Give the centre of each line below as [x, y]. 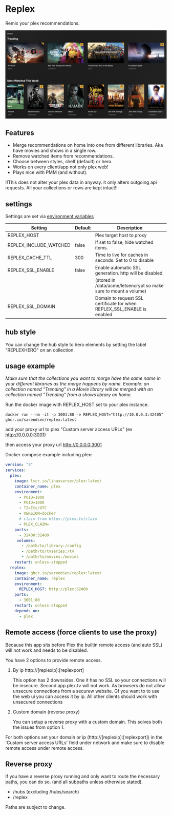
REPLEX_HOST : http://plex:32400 [53, 589]
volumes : [26, 540]
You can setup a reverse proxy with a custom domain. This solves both [87, 722]
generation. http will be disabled [129, 273]
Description [130, 228]
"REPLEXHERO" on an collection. [40, 350]
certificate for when [116, 304]
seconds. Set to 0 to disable [124, 260]
